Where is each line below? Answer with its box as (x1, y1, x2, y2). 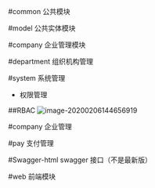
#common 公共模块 (8, 7, 70, 16)
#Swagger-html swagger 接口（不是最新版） (8, 155, 153, 164)
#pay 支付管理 (8, 139, 55, 147)
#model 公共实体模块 (8, 23, 76, 33)
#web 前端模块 (8, 172, 56, 181)
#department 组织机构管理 (8, 57, 94, 66)
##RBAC (8, 106, 36, 115)
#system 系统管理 (8, 74, 66, 82)
